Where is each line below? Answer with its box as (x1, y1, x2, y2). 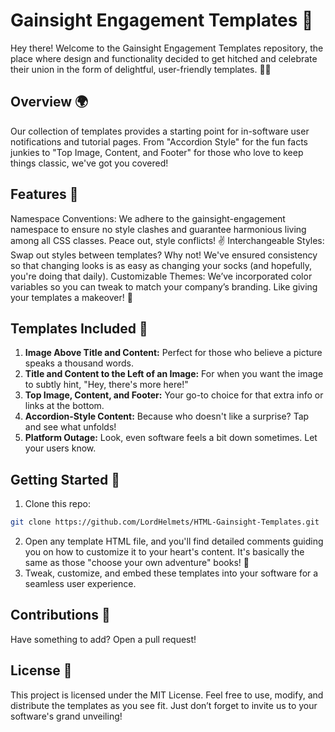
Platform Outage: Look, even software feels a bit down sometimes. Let (24, 432, 318, 444)
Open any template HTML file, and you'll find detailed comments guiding (24, 535, 324, 548)
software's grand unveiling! (10, 710, 123, 722)
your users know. (24, 442, 97, 454)
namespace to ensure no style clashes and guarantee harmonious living (10, 223, 307, 235)
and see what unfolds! (24, 421, 117, 433)
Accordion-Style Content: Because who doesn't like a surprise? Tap (24, 410, 310, 423)
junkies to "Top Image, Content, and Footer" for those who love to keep (10, 146, 304, 158)
